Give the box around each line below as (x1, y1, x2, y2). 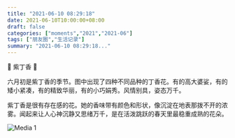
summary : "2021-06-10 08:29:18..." (7, 43, 111, 49)
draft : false (7, 23, 45, 30)
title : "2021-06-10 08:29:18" (7, 10, 96, 17)
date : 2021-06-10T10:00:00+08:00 (7, 17, 105, 24)
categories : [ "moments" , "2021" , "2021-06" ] (7, 29, 133, 37)
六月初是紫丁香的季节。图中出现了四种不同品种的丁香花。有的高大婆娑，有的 (7, 77, 228, 86)
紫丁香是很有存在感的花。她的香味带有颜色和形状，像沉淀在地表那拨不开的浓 (7, 101, 228, 109)
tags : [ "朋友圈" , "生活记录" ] (7, 36, 85, 43)
